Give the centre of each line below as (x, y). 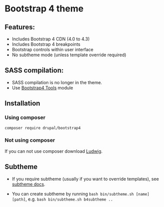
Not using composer (30, 140)
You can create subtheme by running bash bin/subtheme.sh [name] (81, 194)
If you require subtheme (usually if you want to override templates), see (85, 179)
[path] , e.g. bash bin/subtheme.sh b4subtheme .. (62, 199)
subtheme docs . (28, 184)
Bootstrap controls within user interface (53, 50)
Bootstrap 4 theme (44, 9)
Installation (22, 103)
